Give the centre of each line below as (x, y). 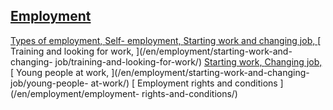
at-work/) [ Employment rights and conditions (184, 83)
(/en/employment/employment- (75, 93)
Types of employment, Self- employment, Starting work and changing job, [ (166, 40)
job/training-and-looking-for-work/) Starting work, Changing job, (188, 61)
